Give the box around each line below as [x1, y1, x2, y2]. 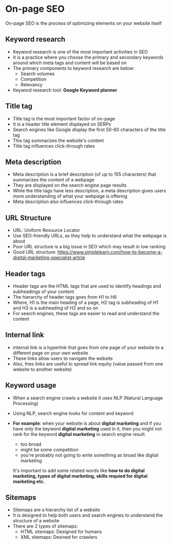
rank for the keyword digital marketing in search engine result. [12, 431, 146, 437]
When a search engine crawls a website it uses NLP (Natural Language [12, 394, 163, 401]
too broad [20, 441, 42, 447]
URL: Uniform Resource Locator [12, 227, 81, 233]
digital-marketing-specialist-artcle [12, 255, 86, 261]
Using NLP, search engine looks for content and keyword [12, 410, 133, 416]
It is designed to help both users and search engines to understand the [12, 512, 163, 518]
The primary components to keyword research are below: [12, 65, 135, 71]
